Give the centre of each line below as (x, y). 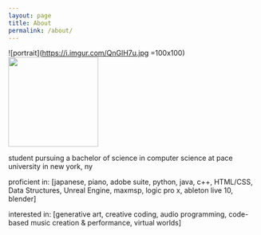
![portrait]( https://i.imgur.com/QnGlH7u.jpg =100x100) (97, 53)
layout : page (30, 16)
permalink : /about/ (41, 30)
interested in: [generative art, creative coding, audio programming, (118, 214)
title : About (30, 23)
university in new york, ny (51, 166)
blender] (22, 199)
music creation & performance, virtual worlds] (106, 223)
